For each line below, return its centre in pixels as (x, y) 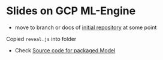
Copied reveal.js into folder (41, 39)
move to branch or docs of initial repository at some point (86, 27)
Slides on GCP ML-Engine (71, 11)
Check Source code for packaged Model (65, 50)
